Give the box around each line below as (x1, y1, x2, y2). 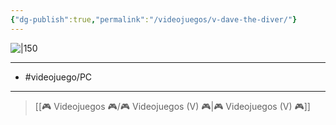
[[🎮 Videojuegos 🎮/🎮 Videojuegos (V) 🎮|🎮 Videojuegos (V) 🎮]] (34, 100, 311, 112)
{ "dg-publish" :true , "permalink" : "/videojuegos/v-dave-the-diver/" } (10, 14, 298, 25)
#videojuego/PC (24, 71, 93, 83)
